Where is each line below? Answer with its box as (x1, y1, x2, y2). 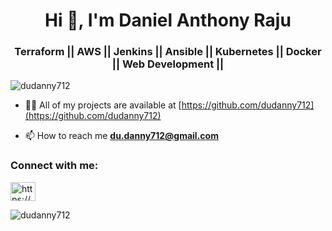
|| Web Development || (111, 57, 225, 71)
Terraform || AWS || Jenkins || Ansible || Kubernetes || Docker (14, 45, 322, 59)
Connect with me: (10, 159, 99, 173)
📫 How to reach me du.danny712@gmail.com (24, 130, 219, 142)
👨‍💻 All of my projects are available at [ (24, 99, 182, 111)
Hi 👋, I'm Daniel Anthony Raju (44, 9, 292, 32)
